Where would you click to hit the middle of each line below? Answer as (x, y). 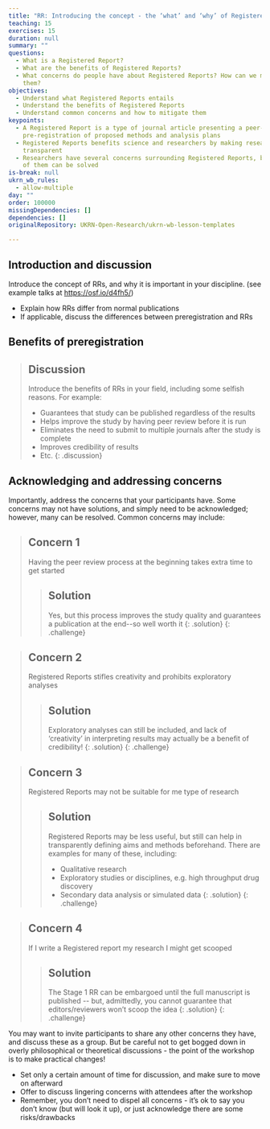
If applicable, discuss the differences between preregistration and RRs (136, 316)
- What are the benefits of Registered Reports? (98, 68)
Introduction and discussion (80, 265)
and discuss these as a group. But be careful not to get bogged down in (127, 1042)
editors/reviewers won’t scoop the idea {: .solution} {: (136, 1009)
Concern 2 (55, 657)
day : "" (21, 195)
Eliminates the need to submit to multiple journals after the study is (150, 430)
